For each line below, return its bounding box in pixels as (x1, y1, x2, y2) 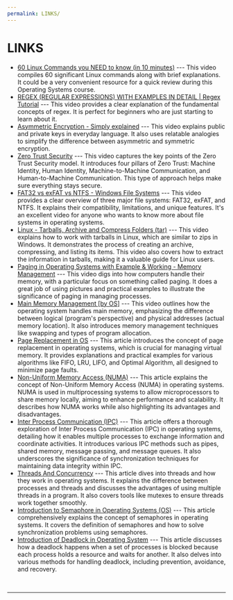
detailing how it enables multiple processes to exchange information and (17, 432, 225, 440)
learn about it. (17, 115, 58, 123)
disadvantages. (17, 410, 62, 418)
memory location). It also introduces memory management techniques (17, 321, 218, 330)
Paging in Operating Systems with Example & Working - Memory (17, 262, 202, 271)
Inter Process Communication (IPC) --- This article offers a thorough (17, 417, 213, 426)
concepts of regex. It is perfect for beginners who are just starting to (17, 107, 214, 115)
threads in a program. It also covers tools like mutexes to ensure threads (17, 491, 224, 499)
